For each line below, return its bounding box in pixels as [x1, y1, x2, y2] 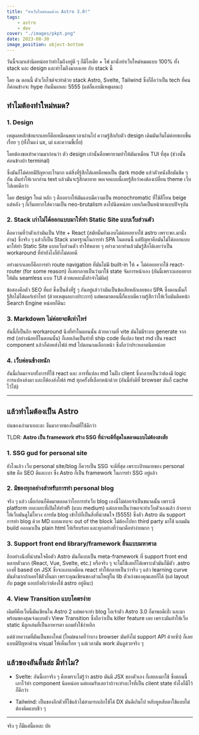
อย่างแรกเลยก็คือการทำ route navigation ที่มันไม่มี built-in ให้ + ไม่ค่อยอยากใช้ [6, 261, 169, 268]
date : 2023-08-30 [6, 36, 50, 42]
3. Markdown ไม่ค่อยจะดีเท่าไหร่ [6, 314, 87, 323]
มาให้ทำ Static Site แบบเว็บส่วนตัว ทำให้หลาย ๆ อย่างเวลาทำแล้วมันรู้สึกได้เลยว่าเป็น [6, 242, 173, 249]
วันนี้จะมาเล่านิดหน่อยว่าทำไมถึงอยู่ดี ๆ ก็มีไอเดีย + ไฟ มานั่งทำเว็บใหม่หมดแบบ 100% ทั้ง [6, 57, 180, 65]
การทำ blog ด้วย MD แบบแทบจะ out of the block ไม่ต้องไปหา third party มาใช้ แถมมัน [6, 517, 190, 524]
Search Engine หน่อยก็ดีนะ [6, 299, 66, 307]
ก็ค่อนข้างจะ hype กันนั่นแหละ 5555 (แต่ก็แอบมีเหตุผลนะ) [6, 83, 123, 90]
